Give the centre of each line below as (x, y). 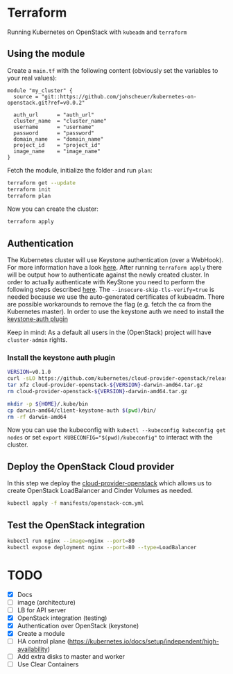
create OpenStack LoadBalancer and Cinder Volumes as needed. (100, 491)
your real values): (32, 78)
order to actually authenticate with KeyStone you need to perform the (106, 282)
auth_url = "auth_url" (54, 115)
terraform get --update (42, 183)
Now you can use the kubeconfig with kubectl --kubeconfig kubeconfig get (116, 430)
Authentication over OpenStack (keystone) (78, 625)
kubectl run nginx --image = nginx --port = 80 (71, 541)
